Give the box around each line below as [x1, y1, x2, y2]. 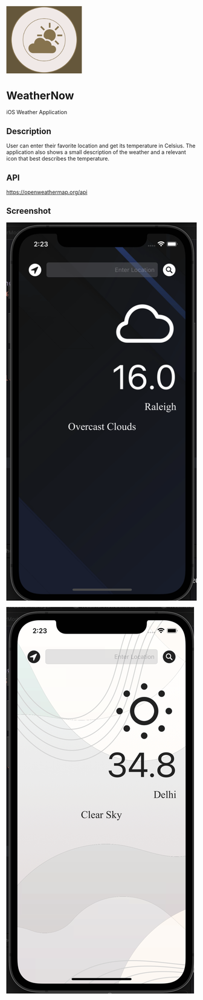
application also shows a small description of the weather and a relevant [6, 149, 186, 156]
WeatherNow [6, 89, 74, 102]
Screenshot [6, 206, 51, 216]
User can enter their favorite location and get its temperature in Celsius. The [6, 142, 196, 150]
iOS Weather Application [6, 109, 68, 116]
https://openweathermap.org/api [6, 188, 88, 196]
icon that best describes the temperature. [6, 155, 110, 162]
